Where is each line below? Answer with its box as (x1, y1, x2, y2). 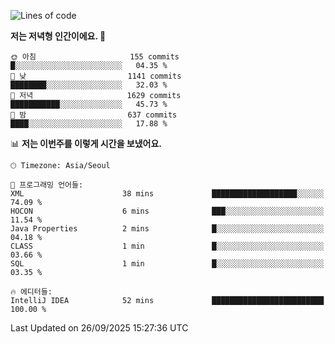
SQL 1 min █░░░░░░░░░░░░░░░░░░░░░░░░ (10, 259, 325, 269)
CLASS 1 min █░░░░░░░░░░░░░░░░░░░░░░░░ (10, 241, 325, 251)
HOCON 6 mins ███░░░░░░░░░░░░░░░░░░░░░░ (10, 206, 325, 216)
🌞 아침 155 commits (10, 52, 180, 62)
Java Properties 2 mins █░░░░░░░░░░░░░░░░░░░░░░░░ (10, 224, 325, 234)
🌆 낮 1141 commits (10, 71, 182, 81)
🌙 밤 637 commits (10, 110, 178, 120)
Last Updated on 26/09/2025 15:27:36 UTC (10, 322, 189, 334)
